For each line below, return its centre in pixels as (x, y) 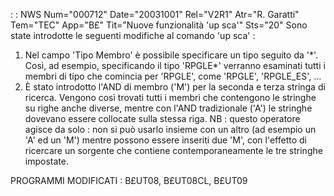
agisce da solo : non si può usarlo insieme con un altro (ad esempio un (170, 129)
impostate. (46, 161)
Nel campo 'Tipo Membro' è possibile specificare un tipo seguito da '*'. (171, 55)
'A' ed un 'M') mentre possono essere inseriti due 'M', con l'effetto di (165, 140)
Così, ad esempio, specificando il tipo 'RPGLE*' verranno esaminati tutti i (175, 65)
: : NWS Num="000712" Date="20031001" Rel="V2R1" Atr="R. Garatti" (155, 14)
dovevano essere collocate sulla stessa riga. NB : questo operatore (162, 118)
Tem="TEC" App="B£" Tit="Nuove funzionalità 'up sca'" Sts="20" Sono (159, 25)
